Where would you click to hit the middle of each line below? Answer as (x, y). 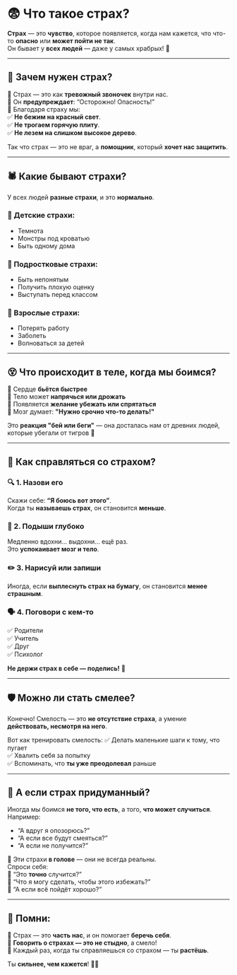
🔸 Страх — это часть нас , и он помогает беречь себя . (89, 935)
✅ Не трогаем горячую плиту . (54, 124)
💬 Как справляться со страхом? (82, 462)
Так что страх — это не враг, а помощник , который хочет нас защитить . (117, 146)
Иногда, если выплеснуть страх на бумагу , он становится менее (108, 586)
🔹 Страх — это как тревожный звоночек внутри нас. (88, 94)
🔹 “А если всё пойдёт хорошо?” (55, 889)
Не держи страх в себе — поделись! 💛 (66, 668)
